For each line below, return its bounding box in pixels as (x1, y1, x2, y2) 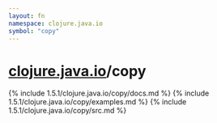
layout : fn (8, 11, 45, 20)
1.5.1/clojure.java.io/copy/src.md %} (8, 106, 127, 116)
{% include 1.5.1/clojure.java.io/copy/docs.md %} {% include (8, 88, 210, 98)
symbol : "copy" (8, 27, 60, 35)
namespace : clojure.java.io (8, 19, 104, 28)
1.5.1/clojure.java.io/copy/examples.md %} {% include (8, 97, 187, 107)
